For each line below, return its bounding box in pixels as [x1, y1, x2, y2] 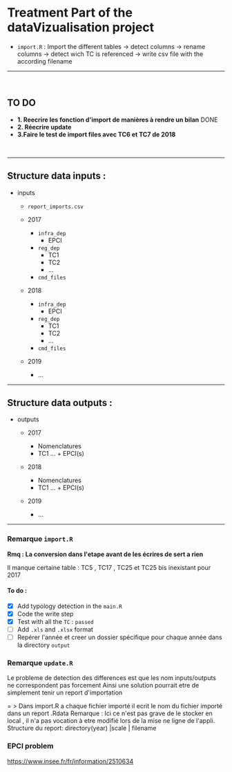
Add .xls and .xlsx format [17, 625, 93, 634]
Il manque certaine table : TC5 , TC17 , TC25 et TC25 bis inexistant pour [7, 563, 211, 571]
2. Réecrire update [17, 122, 72, 131]
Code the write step [17, 609, 74, 618]
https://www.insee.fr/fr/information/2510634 [7, 757, 134, 765]
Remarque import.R [7, 534, 74, 544]
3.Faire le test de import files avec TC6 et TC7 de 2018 [17, 130, 176, 138]
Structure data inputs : [7, 170, 106, 182]
